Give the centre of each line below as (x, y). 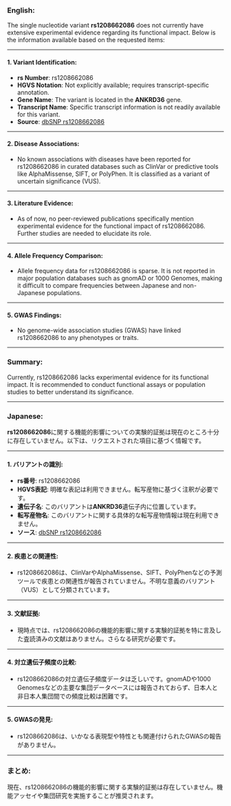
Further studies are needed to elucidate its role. (84, 233)
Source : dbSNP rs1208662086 (61, 121)
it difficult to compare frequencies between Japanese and (99, 285)
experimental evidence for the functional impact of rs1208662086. (111, 225)
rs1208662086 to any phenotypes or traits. (78, 338)
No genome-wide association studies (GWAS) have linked (99, 330)
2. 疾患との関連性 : (33, 556)
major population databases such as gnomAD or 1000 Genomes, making (120, 279)
